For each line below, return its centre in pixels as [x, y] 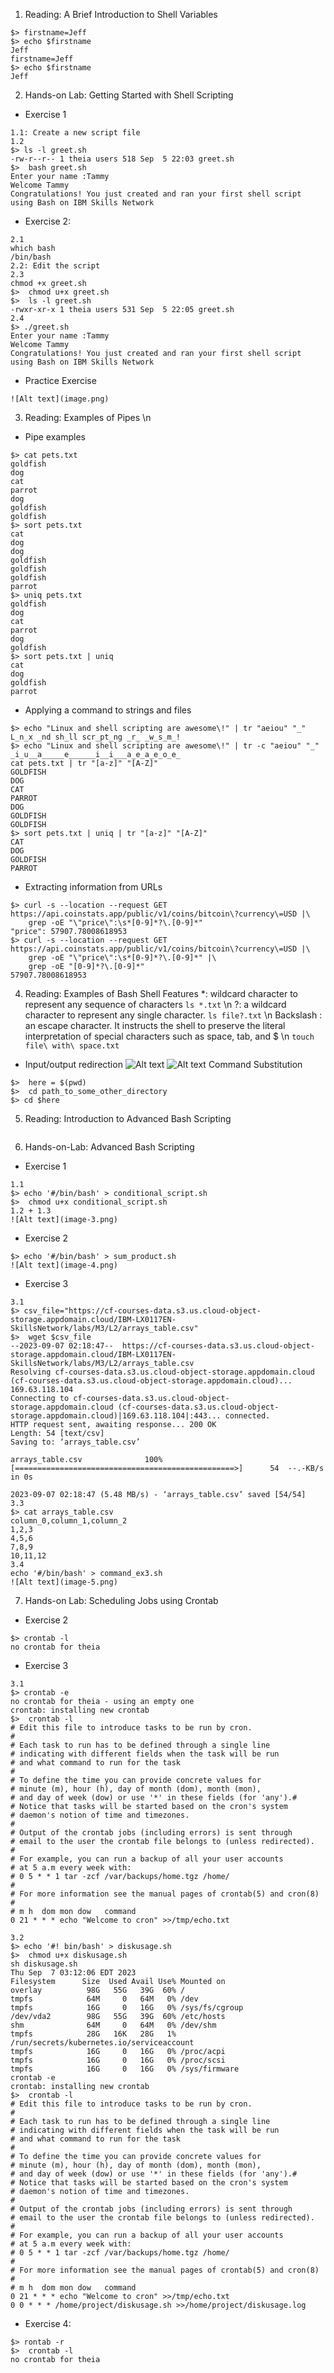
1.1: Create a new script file [75, 133]
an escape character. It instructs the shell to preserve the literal [155, 1025]
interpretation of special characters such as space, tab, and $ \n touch [169, 1036]
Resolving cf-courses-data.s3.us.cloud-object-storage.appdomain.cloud [162, 1372]
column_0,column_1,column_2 [69, 1521]
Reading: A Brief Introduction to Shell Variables [121, 14]
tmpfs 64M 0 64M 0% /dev [104, 1999]
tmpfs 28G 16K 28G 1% [93, 2034]
